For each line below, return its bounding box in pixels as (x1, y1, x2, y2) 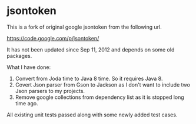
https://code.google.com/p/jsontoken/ (6, 35, 99, 42)
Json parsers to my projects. (15, 87, 85, 94)
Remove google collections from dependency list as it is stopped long (15, 94, 184, 101)
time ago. (15, 99, 39, 106)
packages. (6, 52, 32, 59)
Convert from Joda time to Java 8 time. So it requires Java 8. (15, 75, 163, 82)
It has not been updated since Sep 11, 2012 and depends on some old (6, 46, 175, 53)
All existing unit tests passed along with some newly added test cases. (6, 111, 178, 118)
